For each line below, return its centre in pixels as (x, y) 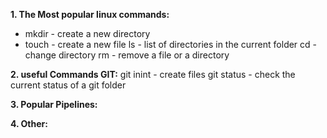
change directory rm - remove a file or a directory (127, 55)
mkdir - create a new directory (87, 33)
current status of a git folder (68, 85)
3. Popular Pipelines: (54, 104)
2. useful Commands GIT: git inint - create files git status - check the (153, 74)
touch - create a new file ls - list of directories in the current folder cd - (171, 44)
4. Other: (29, 123)
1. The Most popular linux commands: (90, 14)
